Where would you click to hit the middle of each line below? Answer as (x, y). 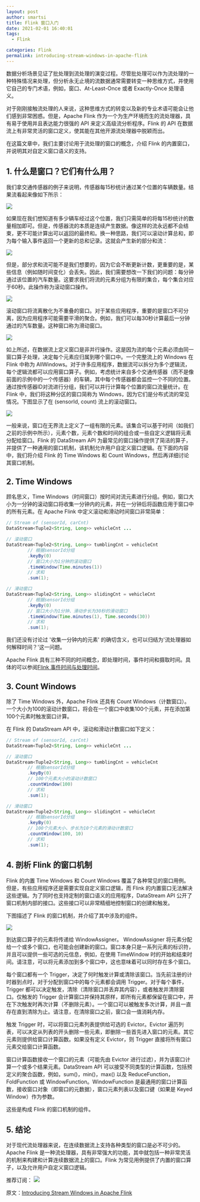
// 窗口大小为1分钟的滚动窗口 (60, 561)
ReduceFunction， (151, 1074)
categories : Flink (29, 50)
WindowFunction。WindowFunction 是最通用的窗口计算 (114, 1082)
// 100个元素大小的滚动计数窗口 (62, 779)
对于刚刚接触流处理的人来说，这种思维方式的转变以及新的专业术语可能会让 (97, 108)
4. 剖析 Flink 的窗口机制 (49, 865)
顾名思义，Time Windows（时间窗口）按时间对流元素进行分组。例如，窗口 (97, 497)
